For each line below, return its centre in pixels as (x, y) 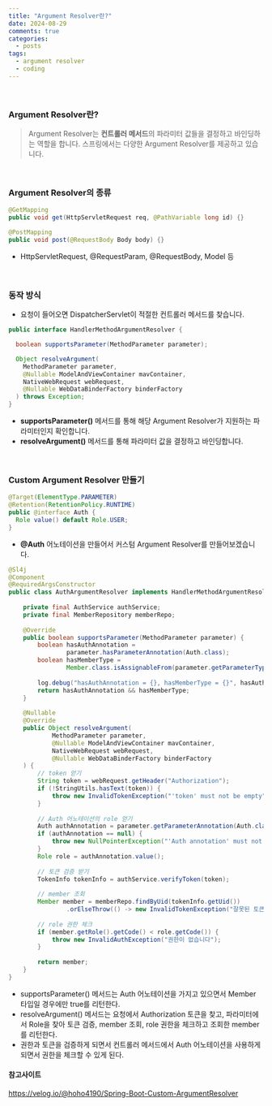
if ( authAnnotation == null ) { (90, 834)
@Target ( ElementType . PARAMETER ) (63, 497)
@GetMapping (28, 210)
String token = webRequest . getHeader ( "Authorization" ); (134, 781)
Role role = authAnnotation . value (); (101, 856)
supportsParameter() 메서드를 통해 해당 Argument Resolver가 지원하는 (136, 421)
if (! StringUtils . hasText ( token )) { (99, 788)
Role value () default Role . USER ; (72, 520)
